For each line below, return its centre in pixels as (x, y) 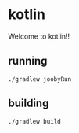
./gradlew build (34, 121)
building (29, 103)
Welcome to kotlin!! (39, 36)
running (28, 61)
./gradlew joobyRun (40, 79)
